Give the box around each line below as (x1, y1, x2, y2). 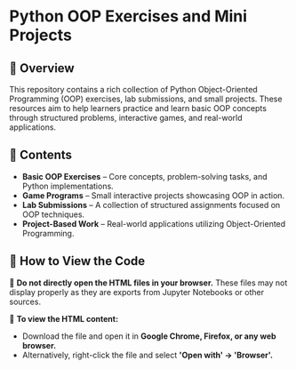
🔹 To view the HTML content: (9, 313, 118, 324)
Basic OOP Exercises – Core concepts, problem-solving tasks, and (21, 171, 268, 181)
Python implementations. (21, 180, 114, 191)
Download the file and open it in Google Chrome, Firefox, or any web (21, 331, 277, 341)
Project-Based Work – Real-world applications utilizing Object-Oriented (21, 218, 286, 229)
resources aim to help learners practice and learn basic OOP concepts (9, 103, 267, 113)
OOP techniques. (21, 209, 85, 220)
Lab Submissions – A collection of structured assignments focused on (21, 199, 281, 210)
